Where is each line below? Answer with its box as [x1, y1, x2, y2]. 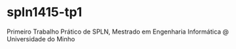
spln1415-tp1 [6, 4, 83, 20]
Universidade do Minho [6, 34, 76, 43]
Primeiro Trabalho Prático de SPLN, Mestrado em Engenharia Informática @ [6, 27, 230, 36]
